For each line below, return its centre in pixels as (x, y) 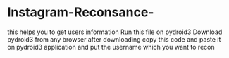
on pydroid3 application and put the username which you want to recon (111, 47)
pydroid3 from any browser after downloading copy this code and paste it (114, 39)
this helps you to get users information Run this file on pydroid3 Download (115, 32)
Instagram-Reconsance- (81, 12)
